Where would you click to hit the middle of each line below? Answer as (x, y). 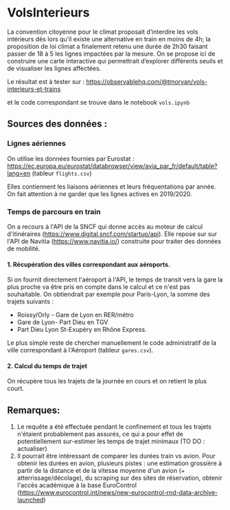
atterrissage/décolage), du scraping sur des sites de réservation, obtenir (120, 478)
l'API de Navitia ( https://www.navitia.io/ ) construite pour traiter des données (114, 241)
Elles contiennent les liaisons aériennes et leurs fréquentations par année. (112, 187)
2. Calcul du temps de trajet (47, 365)
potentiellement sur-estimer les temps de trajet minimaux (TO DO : (111, 441)
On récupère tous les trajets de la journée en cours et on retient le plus (107, 381)
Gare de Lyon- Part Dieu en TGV (62, 322)
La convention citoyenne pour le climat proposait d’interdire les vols (103, 32)
